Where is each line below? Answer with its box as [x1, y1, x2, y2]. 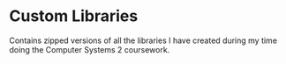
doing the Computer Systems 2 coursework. [9, 44, 170, 54]
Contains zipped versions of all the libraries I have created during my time [9, 35, 278, 46]
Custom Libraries [9, 6, 139, 26]
